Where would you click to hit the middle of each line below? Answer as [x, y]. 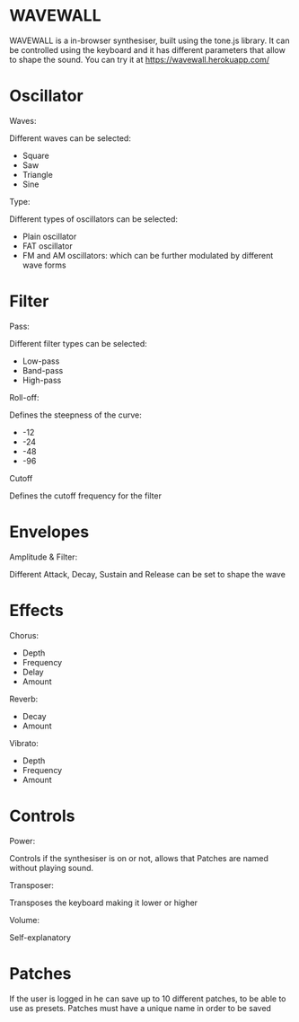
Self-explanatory [40, 937]
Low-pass [41, 361]
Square [35, 155]
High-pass [42, 380]
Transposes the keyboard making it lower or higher [104, 903]
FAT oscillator [48, 246]
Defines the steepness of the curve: [75, 415]
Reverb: [24, 699]
